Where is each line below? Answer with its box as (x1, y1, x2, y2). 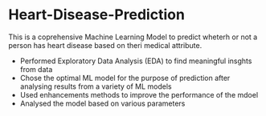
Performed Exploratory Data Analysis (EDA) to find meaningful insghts (19, 56, 252, 66)
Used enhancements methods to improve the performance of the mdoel (19, 90, 259, 99)
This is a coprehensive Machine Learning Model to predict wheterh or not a (8, 32, 258, 42)
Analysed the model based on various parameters (19, 98, 186, 108)
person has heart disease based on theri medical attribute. (8, 40, 203, 50)
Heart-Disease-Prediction (8, 6, 185, 24)
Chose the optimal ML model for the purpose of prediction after (19, 73, 231, 82)
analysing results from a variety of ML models (19, 82, 173, 91)
